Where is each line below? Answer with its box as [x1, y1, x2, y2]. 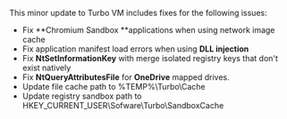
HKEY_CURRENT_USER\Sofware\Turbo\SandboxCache [21, 100, 224, 110]
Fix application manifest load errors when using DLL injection [21, 44, 249, 54]
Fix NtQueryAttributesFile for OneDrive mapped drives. [21, 72, 230, 83]
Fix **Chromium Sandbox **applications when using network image [21, 25, 275, 35]
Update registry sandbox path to [21, 91, 142, 101]
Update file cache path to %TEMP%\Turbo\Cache [21, 82, 206, 91]
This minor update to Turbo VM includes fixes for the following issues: [9, 8, 267, 18]
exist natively [21, 62, 72, 73]
